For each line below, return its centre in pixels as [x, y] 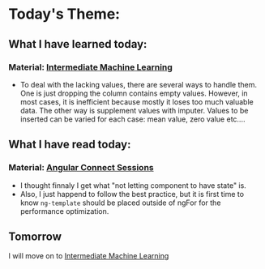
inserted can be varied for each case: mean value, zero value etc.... [132, 119]
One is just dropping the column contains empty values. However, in [134, 93]
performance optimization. [64, 211]
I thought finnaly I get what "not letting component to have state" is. [133, 185]
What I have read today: [70, 145]
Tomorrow [35, 236]
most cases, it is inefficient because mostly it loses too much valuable [137, 101]
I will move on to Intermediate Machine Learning [89, 256]
